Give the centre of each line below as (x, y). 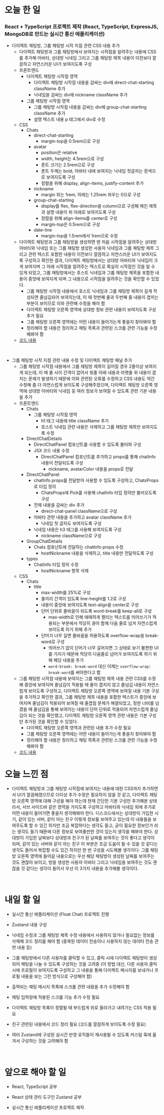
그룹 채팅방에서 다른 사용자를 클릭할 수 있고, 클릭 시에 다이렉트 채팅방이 (80, 958)
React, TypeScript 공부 (34, 1086)
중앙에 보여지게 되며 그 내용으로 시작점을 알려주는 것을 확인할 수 (89, 279)
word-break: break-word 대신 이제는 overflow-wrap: (100, 666)
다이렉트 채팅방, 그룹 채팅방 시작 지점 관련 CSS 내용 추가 (66, 46)
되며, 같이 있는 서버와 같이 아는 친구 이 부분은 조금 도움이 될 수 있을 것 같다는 (85, 844)
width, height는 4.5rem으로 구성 (72, 159)
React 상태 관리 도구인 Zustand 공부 (47, 1097)
